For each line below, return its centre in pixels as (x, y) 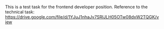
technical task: (20, 12)
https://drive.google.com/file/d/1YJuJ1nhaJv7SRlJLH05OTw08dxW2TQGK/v (82, 17)
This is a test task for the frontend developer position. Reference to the (76, 7)
